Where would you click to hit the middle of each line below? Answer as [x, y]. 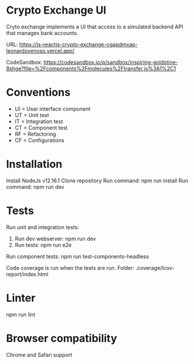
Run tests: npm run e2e [43, 245]
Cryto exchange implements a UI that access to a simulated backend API [95, 27]
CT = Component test [41, 127]
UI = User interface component [52, 109]
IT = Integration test [39, 121]
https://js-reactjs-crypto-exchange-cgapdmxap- [78, 44]
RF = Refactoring [35, 134]
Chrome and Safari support [39, 355]
